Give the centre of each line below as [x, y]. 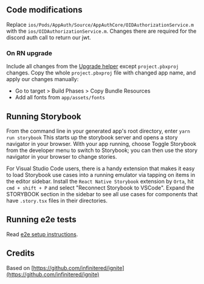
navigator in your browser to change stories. [62, 156]
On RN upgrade [29, 53]
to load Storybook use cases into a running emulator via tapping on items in [101, 174]
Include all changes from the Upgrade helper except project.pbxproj [93, 67]
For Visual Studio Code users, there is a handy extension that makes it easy [101, 168]
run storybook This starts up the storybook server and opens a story [92, 137]
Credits [21, 253]
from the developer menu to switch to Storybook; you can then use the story [102, 150]
